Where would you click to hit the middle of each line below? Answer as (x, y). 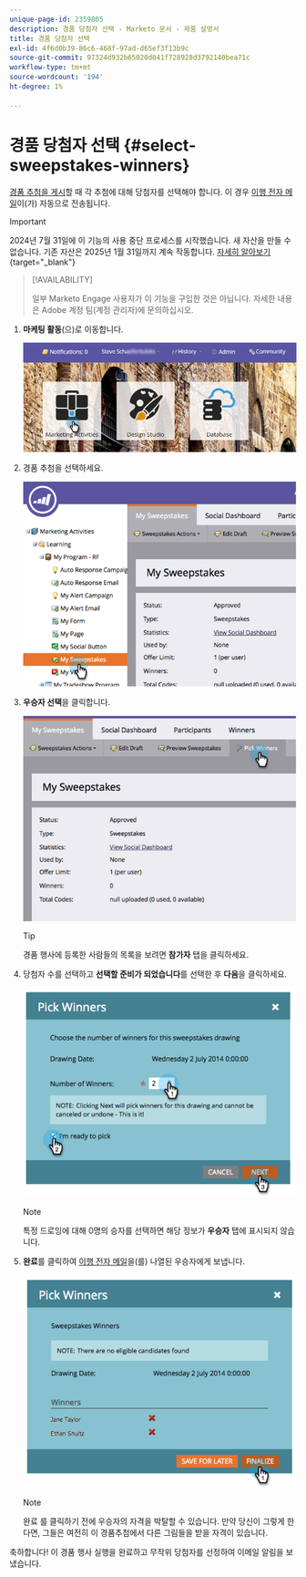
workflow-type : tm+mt (51, 67)
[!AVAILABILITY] (62, 279)
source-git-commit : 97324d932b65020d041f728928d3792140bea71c (130, 58)
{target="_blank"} (42, 262)
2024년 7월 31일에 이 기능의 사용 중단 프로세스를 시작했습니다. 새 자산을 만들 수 (150, 240)
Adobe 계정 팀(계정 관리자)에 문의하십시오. (117, 309)
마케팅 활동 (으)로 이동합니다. (73, 329)
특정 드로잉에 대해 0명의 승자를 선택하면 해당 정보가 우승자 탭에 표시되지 (150, 1230)
